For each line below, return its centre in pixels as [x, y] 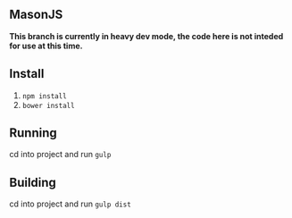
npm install [44, 96]
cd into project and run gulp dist [70, 204]
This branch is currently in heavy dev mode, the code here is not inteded [146, 36]
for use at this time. [46, 46]
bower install [48, 105]
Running [33, 133]
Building [33, 182]
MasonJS [36, 15]
